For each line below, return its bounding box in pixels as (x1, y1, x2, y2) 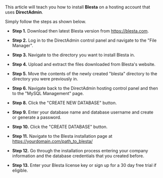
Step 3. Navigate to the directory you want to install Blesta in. (12, 52, 135, 58)
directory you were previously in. (12, 76, 78, 81)
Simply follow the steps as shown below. (5, 19, 87, 24)
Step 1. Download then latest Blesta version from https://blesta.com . (12, 28, 149, 33)
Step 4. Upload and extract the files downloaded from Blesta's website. (12, 62, 156, 67)
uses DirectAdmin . (5, 9, 43, 15)
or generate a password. (12, 114, 62, 120)
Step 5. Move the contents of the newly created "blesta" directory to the (12, 71, 157, 77)
